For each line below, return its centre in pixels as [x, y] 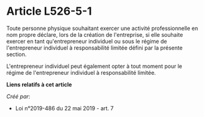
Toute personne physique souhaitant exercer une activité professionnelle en [102, 28]
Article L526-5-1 [49, 11]
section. [17, 54]
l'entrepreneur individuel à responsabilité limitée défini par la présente [94, 48]
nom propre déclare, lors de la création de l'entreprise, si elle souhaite [95, 34]
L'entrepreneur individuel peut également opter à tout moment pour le [94, 66]
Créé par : [18, 96]
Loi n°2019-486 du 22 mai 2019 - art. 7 [64, 108]
